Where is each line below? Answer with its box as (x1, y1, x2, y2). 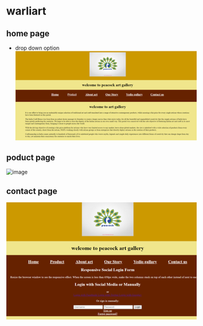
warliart (6, 4, 47, 18)
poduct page (6, 152, 56, 163)
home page (6, 28, 50, 39)
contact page (6, 186, 57, 196)
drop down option (14, 44, 60, 51)
